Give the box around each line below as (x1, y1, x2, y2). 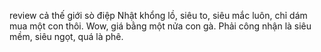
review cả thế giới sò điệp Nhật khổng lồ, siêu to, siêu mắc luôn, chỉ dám (9, 10, 308, 21)
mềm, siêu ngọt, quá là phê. (9, 31, 124, 42)
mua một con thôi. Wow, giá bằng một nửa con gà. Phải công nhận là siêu (9, 20, 312, 32)
